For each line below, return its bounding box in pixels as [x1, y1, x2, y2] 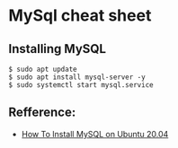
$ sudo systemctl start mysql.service [8, 81, 154, 90]
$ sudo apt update [8, 65, 77, 74]
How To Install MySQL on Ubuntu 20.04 [21, 128, 169, 139]
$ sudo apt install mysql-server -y [8, 73, 146, 82]
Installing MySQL [8, 41, 107, 57]
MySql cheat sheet [8, 5, 152, 26]
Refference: [8, 105, 76, 120]
